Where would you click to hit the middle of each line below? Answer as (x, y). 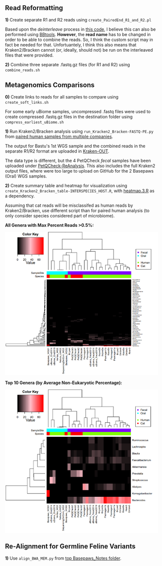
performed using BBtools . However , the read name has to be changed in (78, 34)
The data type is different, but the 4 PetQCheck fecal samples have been (78, 160)
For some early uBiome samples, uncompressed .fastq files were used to (78, 111)
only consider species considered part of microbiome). (60, 215)
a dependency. (20, 196)
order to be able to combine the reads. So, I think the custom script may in (79, 39)
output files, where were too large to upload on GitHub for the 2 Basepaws (79, 171)
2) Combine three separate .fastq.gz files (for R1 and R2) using (67, 64)
